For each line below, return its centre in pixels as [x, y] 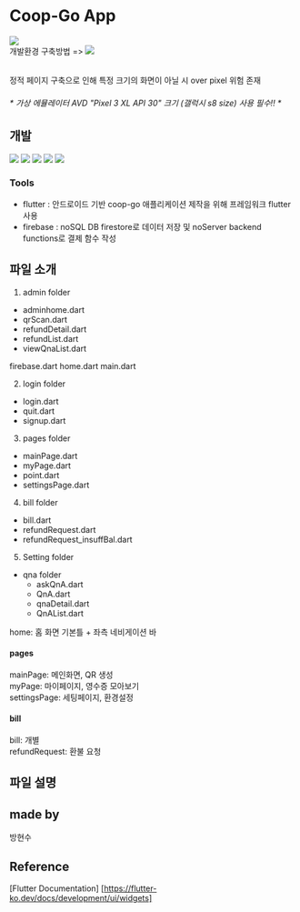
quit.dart [39, 411]
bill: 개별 [25, 740]
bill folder [40, 502]
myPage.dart [46, 466]
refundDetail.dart [55, 329]
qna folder [42, 575]
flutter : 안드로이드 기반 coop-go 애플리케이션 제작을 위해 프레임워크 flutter [156, 204]
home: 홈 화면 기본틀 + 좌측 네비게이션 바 [83, 632]
